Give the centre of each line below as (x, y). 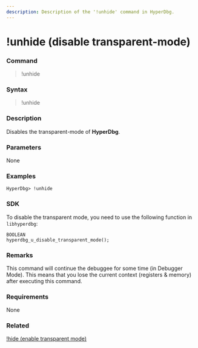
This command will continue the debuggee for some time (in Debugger (94, 268)
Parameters (24, 147)
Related (18, 326)
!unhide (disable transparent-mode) (98, 41)
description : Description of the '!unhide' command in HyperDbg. (90, 12)
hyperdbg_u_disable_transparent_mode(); (58, 240)
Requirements (28, 297)
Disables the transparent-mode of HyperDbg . (63, 131)
